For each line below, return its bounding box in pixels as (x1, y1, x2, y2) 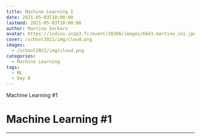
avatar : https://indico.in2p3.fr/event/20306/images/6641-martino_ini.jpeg (6, 31, 199, 37)
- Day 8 (11, 75, 31, 81)
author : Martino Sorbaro (6, 25, 68, 32)
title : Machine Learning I (6, 8, 74, 15)
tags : (6, 64, 20, 70)
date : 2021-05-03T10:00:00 (6, 14, 74, 20)
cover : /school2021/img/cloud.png (6, 36, 93, 42)
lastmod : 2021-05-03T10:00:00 (6, 20, 82, 26)
